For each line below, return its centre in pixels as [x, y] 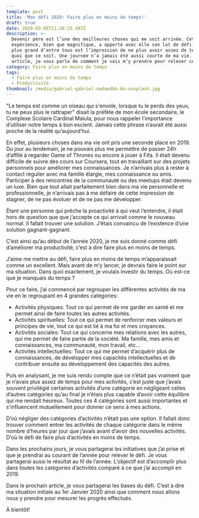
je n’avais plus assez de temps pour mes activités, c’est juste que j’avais [94, 382]
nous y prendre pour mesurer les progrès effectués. [69, 498]
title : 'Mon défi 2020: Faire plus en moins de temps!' [76, 17]
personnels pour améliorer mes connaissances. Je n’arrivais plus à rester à [98, 167]
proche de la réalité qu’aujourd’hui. [49, 131]
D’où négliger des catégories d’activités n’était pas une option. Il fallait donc [98, 418]
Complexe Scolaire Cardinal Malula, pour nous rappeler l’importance [89, 118]
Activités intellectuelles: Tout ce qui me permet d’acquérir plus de [94, 351]
